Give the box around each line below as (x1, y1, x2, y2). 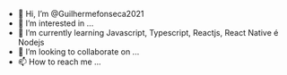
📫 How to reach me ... (17, 56, 101, 67)
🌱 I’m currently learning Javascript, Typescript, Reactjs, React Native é (17, 28, 279, 37)
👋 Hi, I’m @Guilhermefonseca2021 (17, 9, 144, 19)
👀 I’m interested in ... (17, 18, 94, 29)
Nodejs (17, 37, 45, 47)
